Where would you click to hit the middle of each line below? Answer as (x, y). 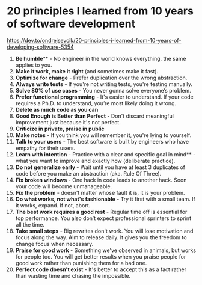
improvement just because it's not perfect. (68, 122)
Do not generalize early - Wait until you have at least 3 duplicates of (100, 167)
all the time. (30, 224)
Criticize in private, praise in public (60, 129)
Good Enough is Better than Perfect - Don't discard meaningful (94, 116)
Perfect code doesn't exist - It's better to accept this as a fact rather (101, 269)
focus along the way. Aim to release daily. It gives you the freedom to (101, 237)
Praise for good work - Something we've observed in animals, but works (106, 250)
